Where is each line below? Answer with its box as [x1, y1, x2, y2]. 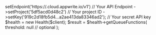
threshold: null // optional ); [5, 24, 59, 30]
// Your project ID [67, 9, 102, 15]
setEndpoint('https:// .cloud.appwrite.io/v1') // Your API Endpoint [5, 4, 133, 9]
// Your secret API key [107, 14, 151, 20]
